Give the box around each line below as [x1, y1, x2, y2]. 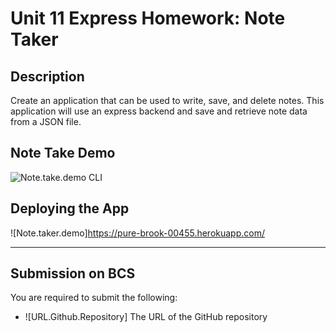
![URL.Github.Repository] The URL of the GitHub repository [24, 311, 268, 323]
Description [10, 68, 85, 85]
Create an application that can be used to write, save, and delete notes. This [10, 95, 325, 106]
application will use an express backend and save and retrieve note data [10, 105, 308, 117]
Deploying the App [10, 200, 130, 217]
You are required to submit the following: [10, 292, 178, 304]
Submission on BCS [10, 265, 136, 282]
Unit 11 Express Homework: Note [10, 7, 286, 30]
